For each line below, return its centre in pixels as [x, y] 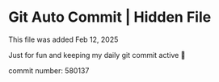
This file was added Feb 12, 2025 [63, 39]
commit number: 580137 [49, 70]
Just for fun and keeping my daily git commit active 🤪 [97, 55]
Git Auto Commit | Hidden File [110, 17]
